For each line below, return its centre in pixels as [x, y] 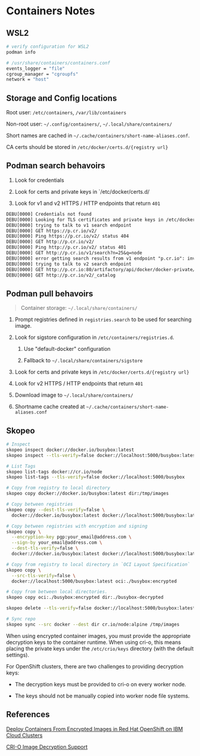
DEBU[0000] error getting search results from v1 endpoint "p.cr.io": [96, 258]
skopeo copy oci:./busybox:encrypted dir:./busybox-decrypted [85, 598]
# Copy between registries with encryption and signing [77, 526]
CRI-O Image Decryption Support [47, 746]
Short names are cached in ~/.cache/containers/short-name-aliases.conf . [98, 136]
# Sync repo [21, 619]
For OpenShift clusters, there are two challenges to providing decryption [95, 666]
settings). [18, 655]
